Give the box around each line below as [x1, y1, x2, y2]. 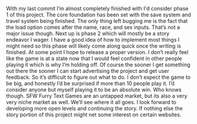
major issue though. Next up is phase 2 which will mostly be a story [6, 30, 169, 37]
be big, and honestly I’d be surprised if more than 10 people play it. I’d [6, 80, 175, 87]
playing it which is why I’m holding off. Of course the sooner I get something [6, 61, 191, 68]
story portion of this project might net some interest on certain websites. [6, 111, 182, 118]
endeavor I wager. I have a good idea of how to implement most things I [6, 36, 180, 43]
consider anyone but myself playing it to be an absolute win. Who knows [6, 86, 182, 93]
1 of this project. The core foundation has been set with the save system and [6, 11, 191, 18]
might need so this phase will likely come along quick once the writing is [6, 42, 181, 49]
